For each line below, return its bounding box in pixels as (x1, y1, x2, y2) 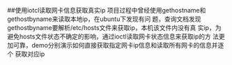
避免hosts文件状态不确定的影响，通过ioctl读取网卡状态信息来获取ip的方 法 (7, 32, 219, 41)
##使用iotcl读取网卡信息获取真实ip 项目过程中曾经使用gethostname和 (7, 6, 206, 14)
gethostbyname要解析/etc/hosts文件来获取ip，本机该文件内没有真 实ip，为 (7, 24, 222, 31)
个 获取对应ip (7, 50, 45, 58)
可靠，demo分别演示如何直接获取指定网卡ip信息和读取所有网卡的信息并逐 (13, 41, 224, 49)
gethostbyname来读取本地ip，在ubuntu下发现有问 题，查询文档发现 (7, 15, 201, 23)
